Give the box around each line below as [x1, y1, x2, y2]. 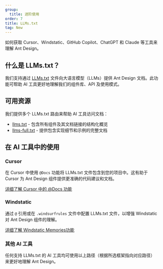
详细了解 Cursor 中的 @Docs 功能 [5, 186, 72, 192]
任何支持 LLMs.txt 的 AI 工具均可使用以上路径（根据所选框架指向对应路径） [5, 252, 155, 258]
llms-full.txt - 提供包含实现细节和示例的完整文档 [12, 127, 108, 133]
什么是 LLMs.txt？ [5, 61, 60, 69]
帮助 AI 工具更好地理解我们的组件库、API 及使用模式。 [13, 81, 122, 87]
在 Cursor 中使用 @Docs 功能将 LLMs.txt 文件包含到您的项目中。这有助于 [5, 170, 148, 176]
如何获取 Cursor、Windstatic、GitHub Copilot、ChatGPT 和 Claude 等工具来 [5, 40, 158, 45]
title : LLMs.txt [5, 21, 38, 26]
